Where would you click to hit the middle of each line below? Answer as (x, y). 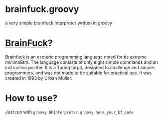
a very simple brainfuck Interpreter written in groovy (59, 23)
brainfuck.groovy (42, 9)
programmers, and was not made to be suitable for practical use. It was (79, 73)
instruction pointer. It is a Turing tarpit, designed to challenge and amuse (80, 67)
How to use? (31, 98)
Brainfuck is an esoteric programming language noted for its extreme (76, 57)
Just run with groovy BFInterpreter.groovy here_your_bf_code (69, 112)
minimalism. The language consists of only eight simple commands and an (82, 62)
